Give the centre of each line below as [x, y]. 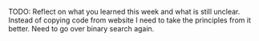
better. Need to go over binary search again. [81, 29]
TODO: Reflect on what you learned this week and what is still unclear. [124, 12]
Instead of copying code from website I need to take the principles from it [129, 20]
